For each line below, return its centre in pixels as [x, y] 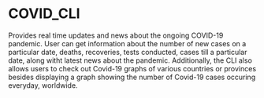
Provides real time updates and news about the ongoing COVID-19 [116, 35]
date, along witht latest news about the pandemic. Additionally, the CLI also [130, 60]
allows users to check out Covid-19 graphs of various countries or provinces [132, 68]
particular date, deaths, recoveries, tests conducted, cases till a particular [128, 52]
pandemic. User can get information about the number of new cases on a [127, 43]
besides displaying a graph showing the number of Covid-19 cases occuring [132, 77]
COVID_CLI [44, 14]
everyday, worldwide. [43, 85]
